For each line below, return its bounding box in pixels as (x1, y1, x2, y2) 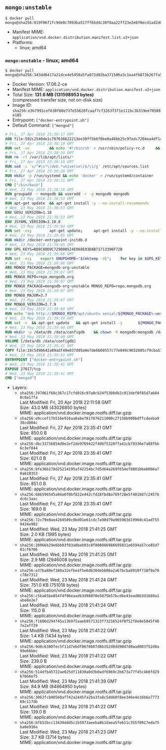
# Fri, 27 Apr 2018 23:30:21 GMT (5, 178, 74, 183)
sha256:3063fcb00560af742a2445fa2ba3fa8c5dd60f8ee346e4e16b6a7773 (19, 695, 160, 700)
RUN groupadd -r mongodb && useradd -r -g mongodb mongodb (5, 191, 129, 197)
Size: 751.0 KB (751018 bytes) (19, 582, 80, 588)
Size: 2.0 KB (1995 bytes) (19, 531, 71, 537)
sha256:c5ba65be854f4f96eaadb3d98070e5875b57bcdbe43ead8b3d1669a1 (19, 594, 160, 599)
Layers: (12, 384, 28, 390)
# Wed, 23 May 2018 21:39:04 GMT (5, 224, 74, 229)
